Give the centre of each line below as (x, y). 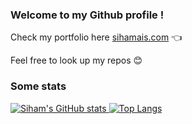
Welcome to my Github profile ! (87, 15)
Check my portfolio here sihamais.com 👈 (96, 37)
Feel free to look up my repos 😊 (76, 60)
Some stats (38, 86)
